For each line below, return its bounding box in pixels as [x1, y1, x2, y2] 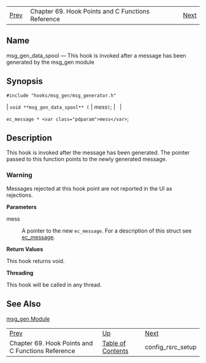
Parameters [6, 203, 37, 210]
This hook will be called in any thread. [6, 281, 102, 288]
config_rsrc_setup [145, 343, 197, 351]
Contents [102, 346, 129, 355]
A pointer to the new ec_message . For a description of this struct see [21, 227, 192, 234]
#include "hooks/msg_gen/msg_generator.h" [6, 92, 116, 99]
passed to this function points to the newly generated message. [6, 156, 167, 163]
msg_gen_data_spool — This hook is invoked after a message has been [6, 52, 186, 59]
